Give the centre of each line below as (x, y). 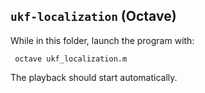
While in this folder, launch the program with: (102, 40)
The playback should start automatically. (94, 77)
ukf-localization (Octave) (93, 16)
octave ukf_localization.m (71, 59)
